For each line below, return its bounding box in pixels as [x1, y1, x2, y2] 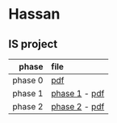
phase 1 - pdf [51, 88, 105, 99]
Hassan [8, 5, 61, 23]
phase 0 [12, 74, 44, 86]
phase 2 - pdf [51, 101, 105, 112]
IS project [8, 37, 58, 51]
